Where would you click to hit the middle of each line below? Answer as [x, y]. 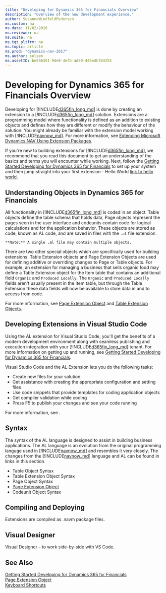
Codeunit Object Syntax [37, 492]
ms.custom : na [20, 24]
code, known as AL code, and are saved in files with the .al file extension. [81, 233]
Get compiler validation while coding [50, 397]
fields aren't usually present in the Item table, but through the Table [74, 283]
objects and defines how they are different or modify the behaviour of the [80, 125]
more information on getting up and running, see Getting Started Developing [83, 352]
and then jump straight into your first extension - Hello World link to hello [79, 172]
